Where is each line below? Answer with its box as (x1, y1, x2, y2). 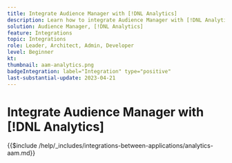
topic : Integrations (7, 36, 67, 43)
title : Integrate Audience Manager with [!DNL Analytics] (7, 10, 177, 17)
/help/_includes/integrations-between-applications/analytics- (38, 142, 214, 150)
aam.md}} (7, 149, 36, 157)
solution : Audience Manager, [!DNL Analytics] (7, 23, 144, 30)
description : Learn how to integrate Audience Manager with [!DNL (7, 17, 202, 23)
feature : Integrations (7, 29, 72, 37)
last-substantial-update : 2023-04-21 (7, 74, 116, 81)
